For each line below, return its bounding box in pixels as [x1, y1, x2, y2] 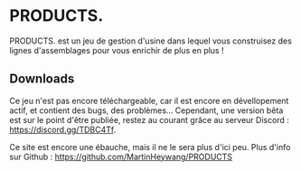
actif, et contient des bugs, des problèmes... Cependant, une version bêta [9, 105, 284, 116]
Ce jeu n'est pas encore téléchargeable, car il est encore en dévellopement [9, 95, 289, 106]
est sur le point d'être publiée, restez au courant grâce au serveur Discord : [9, 114, 289, 125]
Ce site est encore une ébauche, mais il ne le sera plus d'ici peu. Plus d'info [9, 141, 291, 152]
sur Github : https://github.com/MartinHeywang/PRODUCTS [9, 151, 233, 162]
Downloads [9, 71, 75, 87]
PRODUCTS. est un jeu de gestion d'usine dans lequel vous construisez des [9, 35, 292, 46]
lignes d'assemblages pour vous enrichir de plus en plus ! [9, 44, 224, 55]
